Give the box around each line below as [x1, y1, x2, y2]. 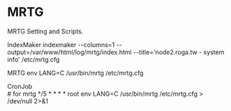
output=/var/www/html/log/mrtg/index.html [7, 48, 132, 56]
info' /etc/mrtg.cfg [7, 55, 60, 63]
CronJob [7, 82, 33, 90]
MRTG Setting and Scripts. [7, 27, 84, 35]
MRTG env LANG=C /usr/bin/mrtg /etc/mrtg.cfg [7, 69, 144, 77]
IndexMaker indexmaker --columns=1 [7, 40, 115, 49]
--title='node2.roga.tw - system [133, 48, 225, 56]
